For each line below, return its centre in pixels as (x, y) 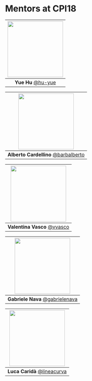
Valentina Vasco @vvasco (39, 227)
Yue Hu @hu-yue (35, 82)
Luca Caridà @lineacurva (37, 371)
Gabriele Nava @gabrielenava (43, 299)
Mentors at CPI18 (41, 9)
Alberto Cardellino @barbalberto (46, 154)
